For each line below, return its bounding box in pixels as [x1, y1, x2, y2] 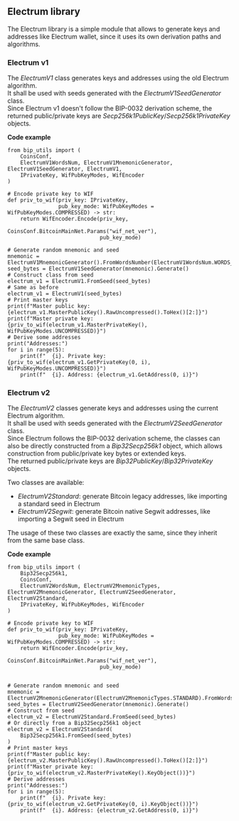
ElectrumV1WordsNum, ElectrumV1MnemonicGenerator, [20, 160, 174, 167]
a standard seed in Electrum [17, 500, 100, 508]
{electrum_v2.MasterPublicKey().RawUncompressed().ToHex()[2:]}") [7, 757, 208, 765]
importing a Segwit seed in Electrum [17, 515, 124, 523]
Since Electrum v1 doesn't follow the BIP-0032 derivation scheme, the [7, 104, 212, 113]
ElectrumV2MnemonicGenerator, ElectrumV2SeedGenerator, [7, 589, 176, 596]
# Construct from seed [7, 707, 75, 715]
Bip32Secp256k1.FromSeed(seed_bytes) [20, 732, 132, 740]
